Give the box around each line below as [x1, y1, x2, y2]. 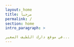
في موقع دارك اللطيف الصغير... [5, 35, 70, 40]
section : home [5, 21, 35, 26]
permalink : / [5, 16, 32, 21]
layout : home [5, 7, 32, 12]
